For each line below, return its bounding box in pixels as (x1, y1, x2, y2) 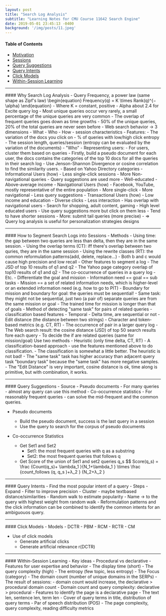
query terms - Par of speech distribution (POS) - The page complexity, (5, 600, 149, 606)
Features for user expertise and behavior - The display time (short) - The (5, 563, 154, 569)
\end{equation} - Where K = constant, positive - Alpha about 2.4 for (20, 103, 159, 109)
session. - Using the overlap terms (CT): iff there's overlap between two (5, 243, 152, 249)
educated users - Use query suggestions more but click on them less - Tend (5, 208, 161, 214)
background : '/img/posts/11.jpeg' (5, 26, 77, 31)
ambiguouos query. (5, 510, 45, 516)
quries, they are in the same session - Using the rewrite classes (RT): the (5, 248, 154, 255)
